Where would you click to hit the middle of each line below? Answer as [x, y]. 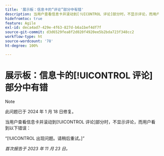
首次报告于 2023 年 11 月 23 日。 [38, 148]
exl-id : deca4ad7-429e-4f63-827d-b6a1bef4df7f [53, 28]
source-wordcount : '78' [29, 41]
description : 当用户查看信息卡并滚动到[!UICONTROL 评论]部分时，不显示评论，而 [79, 14]
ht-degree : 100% [21, 46]
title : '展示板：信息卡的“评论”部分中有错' [44, 9]
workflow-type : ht [24, 37]
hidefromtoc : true [24, 18]
